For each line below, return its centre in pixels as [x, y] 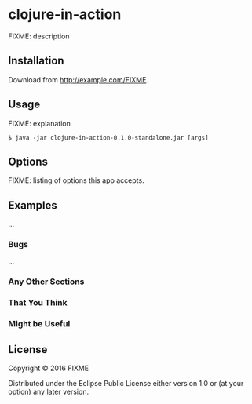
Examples [33, 205]
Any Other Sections [46, 282]
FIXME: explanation [39, 123]
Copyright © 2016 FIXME [49, 368]
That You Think [38, 303]
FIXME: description [39, 36]
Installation [36, 61]
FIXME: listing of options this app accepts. [76, 180]
